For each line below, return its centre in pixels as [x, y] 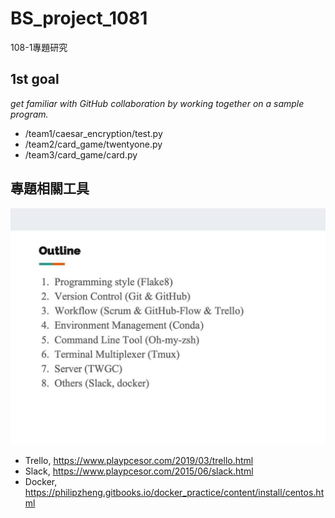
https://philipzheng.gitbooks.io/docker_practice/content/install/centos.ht [174, 492]
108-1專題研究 [39, 47]
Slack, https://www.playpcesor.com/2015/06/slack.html [139, 471]
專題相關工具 [50, 188]
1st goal [35, 79]
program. [29, 114]
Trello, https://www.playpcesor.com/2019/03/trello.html [139, 460]
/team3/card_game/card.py [81, 154]
